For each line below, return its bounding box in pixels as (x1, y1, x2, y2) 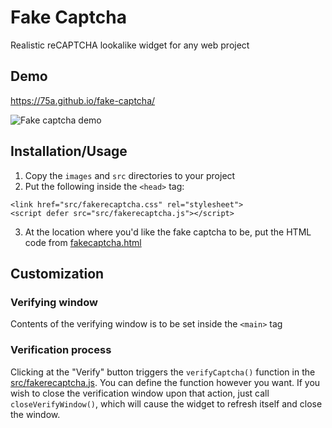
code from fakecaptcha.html (24, 236, 142, 248)
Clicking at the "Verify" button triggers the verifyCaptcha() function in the (10, 366, 316, 378)
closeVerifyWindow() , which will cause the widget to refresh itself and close (10, 397, 323, 410)
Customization (10, 265, 105, 282)
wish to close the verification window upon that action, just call (10, 387, 270, 399)
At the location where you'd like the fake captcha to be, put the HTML (24, 226, 312, 238)
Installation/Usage (10, 143, 128, 160)
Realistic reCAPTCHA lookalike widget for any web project (10, 39, 250, 51)
